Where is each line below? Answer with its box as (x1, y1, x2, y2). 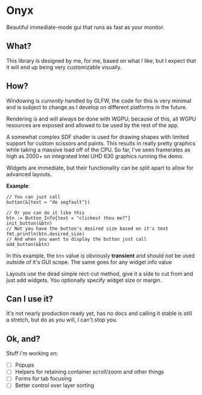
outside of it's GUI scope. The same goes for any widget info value (6, 258, 172, 265)
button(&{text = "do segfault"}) (6, 199, 90, 205)
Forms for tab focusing (14, 375, 72, 382)
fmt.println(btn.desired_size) (6, 230, 85, 237)
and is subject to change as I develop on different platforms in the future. (6, 103, 188, 110)
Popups (14, 361, 34, 368)
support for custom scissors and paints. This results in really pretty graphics (6, 139, 196, 147)
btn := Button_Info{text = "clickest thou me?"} (6, 215, 131, 221)
